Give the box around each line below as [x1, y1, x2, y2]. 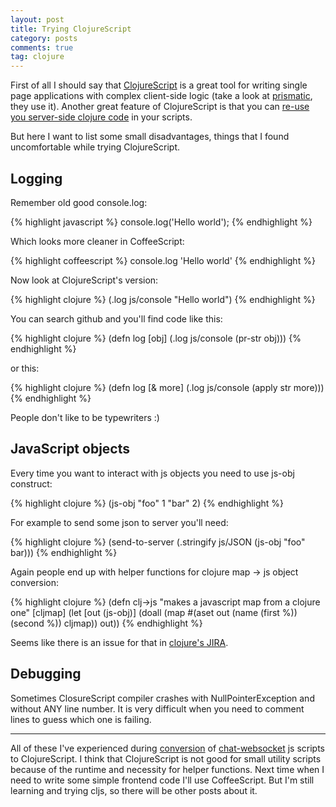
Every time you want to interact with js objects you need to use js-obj [10, 467, 295, 479]
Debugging [10, 666, 82, 683]
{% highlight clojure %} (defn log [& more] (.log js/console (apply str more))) [10, 381, 325, 393]
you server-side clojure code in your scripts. [10, 111, 193, 123]
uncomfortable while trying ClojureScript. [10, 141, 181, 153]
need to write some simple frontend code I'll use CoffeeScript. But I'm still [10, 774, 315, 786]
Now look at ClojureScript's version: [10, 274, 159, 286]
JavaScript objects [10, 441, 130, 458]
